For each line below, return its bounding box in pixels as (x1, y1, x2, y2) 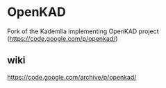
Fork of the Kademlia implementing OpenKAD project (7, 27, 159, 35)
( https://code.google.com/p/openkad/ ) (7, 34, 118, 42)
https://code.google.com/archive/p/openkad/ (7, 73, 137, 81)
